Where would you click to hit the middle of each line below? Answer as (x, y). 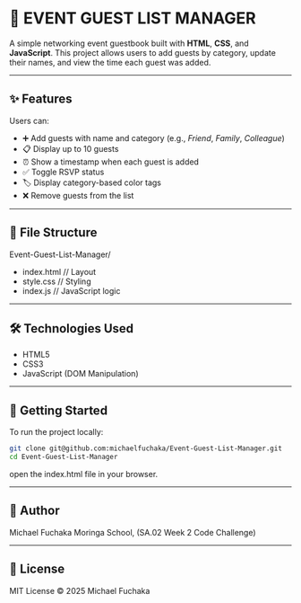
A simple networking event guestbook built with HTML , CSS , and (129, 43)
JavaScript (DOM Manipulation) (80, 374)
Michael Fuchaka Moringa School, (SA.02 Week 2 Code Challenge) (133, 532)
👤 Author (34, 511)
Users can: (29, 120)
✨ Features (41, 99)
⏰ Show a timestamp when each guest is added (111, 162)
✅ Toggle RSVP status (63, 172)
